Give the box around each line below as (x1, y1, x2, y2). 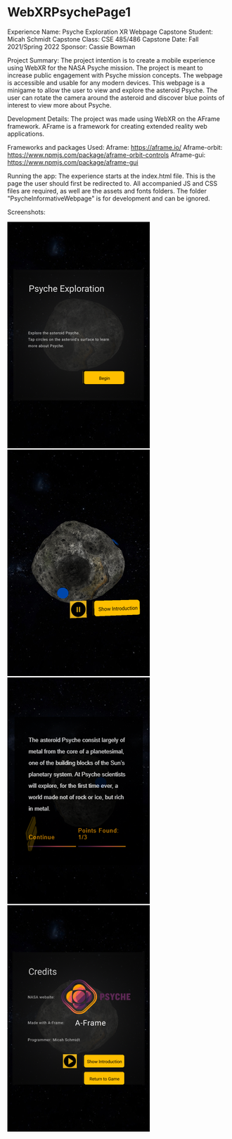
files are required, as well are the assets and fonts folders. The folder (7, 186, 207, 195)
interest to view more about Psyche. (7, 101, 112, 109)
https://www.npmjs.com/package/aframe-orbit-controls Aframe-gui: (7, 151, 206, 159)
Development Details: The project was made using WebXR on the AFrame (7, 114, 220, 123)
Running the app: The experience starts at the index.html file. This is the (7, 172, 216, 180)
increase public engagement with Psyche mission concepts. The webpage (7, 71, 223, 79)
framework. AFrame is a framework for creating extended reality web (7, 122, 207, 130)
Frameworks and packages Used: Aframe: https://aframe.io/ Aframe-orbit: (7, 143, 223, 151)
